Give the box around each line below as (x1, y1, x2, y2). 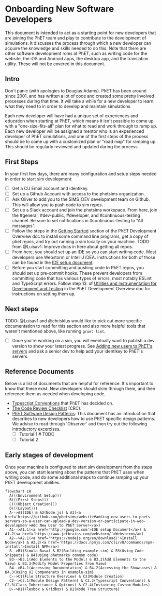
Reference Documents (5, 368, 74, 376)
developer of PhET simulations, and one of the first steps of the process (5, 133, 148, 139)
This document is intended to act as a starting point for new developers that (5, 30, 156, 35)
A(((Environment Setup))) (9, 493, 62, 498)
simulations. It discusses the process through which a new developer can (5, 40, 151, 46)
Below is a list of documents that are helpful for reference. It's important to (5, 380, 154, 386)
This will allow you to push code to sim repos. (12, 202, 103, 208)
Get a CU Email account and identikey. (12, 185, 88, 191)
